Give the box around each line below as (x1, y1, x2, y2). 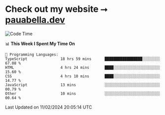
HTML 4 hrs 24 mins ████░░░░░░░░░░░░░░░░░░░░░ (5, 65, 161, 70)
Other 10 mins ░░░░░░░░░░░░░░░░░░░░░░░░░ (5, 91, 161, 96)
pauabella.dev (5, 14, 65, 26)
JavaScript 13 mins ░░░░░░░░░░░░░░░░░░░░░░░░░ (5, 82, 161, 87)
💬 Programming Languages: (5, 52, 58, 57)
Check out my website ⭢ (5, 3, 108, 15)
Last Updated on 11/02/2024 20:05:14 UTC (5, 104, 92, 110)
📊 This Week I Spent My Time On (5, 41, 75, 47)
